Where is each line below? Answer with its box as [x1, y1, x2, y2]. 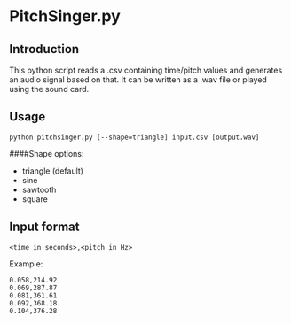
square [21, 193, 49, 204]
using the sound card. [9, 84, 90, 94]
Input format [9, 220, 80, 235]
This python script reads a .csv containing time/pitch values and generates [9, 65, 283, 75]
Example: [9, 258, 43, 269]
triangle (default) [21, 166, 84, 176]
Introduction [9, 42, 80, 57]
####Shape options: [9, 148, 84, 158]
